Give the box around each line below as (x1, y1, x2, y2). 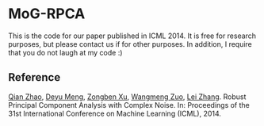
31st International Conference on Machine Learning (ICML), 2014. (8, 109, 222, 118)
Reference (8, 71, 61, 84)
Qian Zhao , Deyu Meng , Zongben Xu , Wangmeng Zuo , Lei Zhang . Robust (8, 92, 247, 101)
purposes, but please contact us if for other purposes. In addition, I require (8, 39, 252, 48)
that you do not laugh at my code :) (8, 48, 123, 57)
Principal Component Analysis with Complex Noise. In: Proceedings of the (8, 100, 250, 109)
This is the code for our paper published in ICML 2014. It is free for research (8, 31, 256, 40)
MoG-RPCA (8, 5, 86, 23)
